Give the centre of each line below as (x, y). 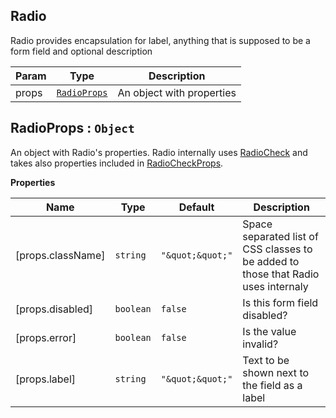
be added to (271, 261)
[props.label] (46, 379)
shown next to (276, 372)
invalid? (260, 344)
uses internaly (275, 286)
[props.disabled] (54, 309)
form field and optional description (81, 51)
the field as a (272, 385)
